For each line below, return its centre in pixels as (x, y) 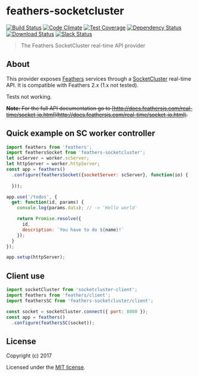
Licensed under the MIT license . (46, 367)
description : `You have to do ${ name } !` (73, 230)
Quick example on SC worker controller (81, 134)
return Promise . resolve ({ (49, 219)
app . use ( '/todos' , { (32, 197)
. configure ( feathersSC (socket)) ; (53, 323)
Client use (25, 276)
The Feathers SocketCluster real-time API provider (83, 45)
